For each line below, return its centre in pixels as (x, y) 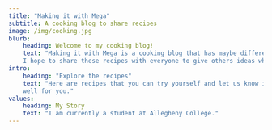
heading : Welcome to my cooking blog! (88, 46)
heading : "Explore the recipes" (77, 76)
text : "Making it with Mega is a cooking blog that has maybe (130, 53)
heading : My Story (54, 106)
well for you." (49, 91)
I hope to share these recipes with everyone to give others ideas (139, 61)
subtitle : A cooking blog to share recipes (83, 23)
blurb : (19, 38)
